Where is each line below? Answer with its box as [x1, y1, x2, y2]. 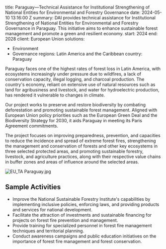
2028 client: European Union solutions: [5, 36, 85, 42]
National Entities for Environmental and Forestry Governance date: [5, 9, 141, 15]
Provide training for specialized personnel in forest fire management [12, 222, 152, 228]
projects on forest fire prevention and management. [12, 217, 118, 223]
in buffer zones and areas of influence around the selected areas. [5, 159, 139, 165]
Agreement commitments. [5, 123, 59, 129]
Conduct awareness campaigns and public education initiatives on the [12, 233, 157, 239]
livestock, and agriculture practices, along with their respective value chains [5, 154, 161, 160]
